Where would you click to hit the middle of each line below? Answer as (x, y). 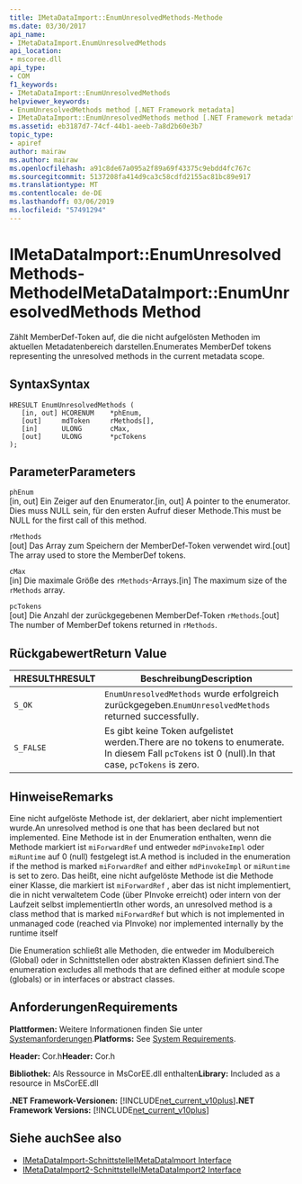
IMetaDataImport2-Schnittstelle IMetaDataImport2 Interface (132, 1170)
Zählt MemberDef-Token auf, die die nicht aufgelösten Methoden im (135, 336)
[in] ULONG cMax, (75, 428)
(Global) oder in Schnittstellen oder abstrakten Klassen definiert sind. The (144, 960)
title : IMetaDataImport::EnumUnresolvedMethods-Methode (116, 18)
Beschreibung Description (197, 678)
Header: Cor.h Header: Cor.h (62, 1056)
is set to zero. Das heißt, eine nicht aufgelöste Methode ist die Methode (142, 875)
